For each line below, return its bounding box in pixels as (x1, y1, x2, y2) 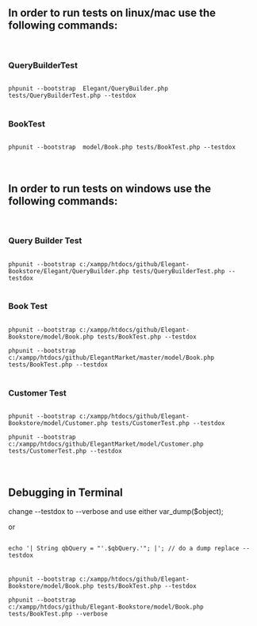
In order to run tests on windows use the (8, 182, 212, 195)
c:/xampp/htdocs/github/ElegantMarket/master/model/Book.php (8, 354, 215, 361)
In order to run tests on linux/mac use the (8, 6, 217, 20)
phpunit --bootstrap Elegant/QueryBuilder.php (8, 85, 169, 93)
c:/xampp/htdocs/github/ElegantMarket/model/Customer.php (8, 440, 204, 448)
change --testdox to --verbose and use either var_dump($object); (8, 506, 224, 516)
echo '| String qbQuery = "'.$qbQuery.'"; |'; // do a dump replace (8, 544, 240, 552)
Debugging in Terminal (8, 485, 123, 499)
